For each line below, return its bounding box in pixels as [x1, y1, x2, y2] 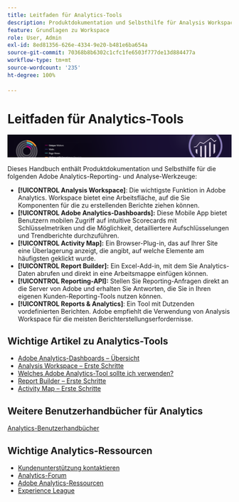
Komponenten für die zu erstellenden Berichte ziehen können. [17, 200, 200, 210]
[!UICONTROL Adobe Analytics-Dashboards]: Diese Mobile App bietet [17, 208, 228, 217]
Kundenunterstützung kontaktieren [17, 463, 120, 472]
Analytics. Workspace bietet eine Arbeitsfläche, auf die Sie [17, 193, 191, 202]
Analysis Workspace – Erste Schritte [17, 362, 124, 370]
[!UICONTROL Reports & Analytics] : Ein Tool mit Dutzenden [17, 299, 195, 308]
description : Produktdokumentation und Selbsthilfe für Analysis [7, 19, 205, 26]
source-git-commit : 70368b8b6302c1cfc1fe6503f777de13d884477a [7, 49, 196, 56]
